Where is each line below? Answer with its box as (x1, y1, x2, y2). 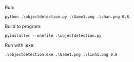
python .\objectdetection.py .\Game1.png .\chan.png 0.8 (5, 14, 129, 19)
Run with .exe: (5, 42, 35, 48)
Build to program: (5, 23, 42, 29)
